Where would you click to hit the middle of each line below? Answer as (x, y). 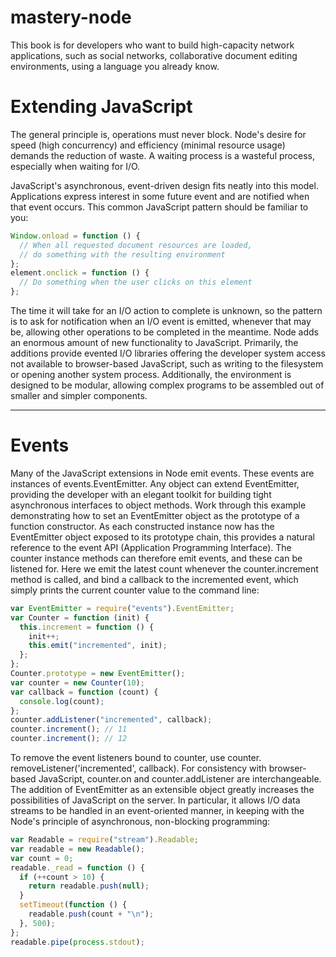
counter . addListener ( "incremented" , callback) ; (111, 720)
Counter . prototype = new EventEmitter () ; (98, 674)
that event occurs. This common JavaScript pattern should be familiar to (159, 207)
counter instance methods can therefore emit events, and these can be (156, 558)
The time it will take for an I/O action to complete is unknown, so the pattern (166, 310)
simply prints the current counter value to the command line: (135, 590)
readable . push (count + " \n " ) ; (91, 914)
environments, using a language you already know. (115, 66)
